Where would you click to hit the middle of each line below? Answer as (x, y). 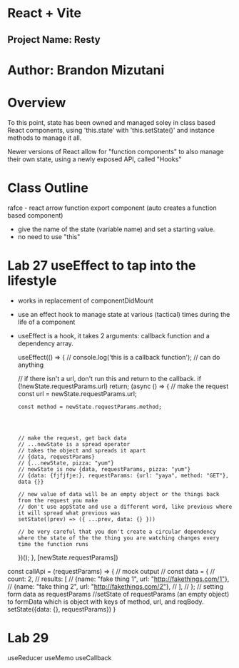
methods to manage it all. (45, 138)
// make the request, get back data (72, 438)
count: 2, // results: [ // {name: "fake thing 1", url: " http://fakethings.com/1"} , (118, 579)
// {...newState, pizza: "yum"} (66, 463)
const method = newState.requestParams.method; (90, 407)
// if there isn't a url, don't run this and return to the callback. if (110, 378)
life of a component (46, 322)
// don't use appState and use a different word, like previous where (125, 507)
